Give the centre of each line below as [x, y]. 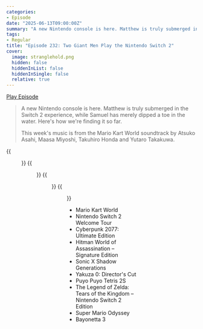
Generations [91, 268]
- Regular [19, 40]
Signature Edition [97, 255]
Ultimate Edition [95, 236]
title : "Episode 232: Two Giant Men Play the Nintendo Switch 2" [90, 46]
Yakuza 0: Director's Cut [106, 274]
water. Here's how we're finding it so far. [71, 121]
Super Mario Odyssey [102, 313]
